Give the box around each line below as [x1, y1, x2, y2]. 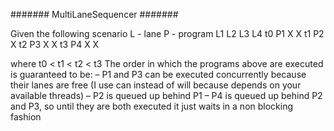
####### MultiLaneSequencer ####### [10, 9, 179, 20]
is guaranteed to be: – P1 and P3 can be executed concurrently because [10, 69, 307, 80]
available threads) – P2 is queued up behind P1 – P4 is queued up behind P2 [10, 90, 323, 101]
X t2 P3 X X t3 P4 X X [10, 39, 100, 50]
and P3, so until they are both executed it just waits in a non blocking [10, 100, 294, 112]
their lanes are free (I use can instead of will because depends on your [10, 79, 302, 91]
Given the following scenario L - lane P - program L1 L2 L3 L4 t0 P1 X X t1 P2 [10, 28, 325, 39]
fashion [10, 111, 42, 123]
